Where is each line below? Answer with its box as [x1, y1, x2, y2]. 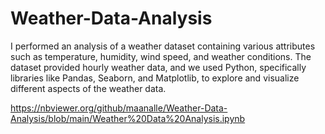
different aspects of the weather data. [10, 82, 167, 94]
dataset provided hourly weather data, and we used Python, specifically [10, 61, 307, 73]
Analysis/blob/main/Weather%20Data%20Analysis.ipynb [10, 112, 246, 124]
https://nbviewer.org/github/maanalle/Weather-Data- [10, 102, 228, 114]
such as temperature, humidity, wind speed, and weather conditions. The [10, 50, 312, 62]
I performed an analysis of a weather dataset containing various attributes [10, 40, 316, 52]
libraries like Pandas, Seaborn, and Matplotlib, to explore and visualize [10, 72, 300, 84]
